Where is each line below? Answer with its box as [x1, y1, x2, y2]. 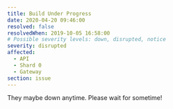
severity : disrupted [7, 42, 67, 49]
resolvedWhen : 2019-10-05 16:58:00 [7, 29, 110, 37]
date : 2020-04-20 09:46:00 [7, 17, 85, 24]
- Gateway [13, 68, 42, 75]
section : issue [7, 74, 51, 82]
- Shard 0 [13, 62, 42, 69]
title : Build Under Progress [7, 10, 92, 17]
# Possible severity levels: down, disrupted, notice [7, 36, 167, 43]
